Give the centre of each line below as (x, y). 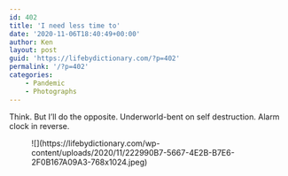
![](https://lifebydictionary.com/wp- (96, 143)
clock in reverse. (39, 126)
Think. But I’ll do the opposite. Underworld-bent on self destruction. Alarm (144, 117)
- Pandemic (45, 83)
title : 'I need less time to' (65, 26)
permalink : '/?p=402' (49, 67)
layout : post (33, 50)
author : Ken (31, 42)
